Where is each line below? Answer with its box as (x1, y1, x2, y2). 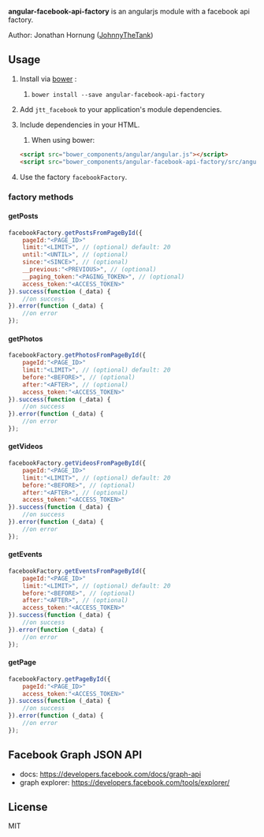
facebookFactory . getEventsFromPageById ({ (8, 567, 147, 575)
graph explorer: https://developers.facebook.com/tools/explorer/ (19, 777, 230, 787)
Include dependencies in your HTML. (19, 120, 140, 129)
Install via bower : (19, 74, 77, 84)
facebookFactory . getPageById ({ (8, 674, 111, 683)
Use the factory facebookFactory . (19, 172, 128, 181)
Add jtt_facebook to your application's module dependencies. (19, 104, 222, 114)
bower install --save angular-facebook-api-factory (31, 91, 205, 99)
